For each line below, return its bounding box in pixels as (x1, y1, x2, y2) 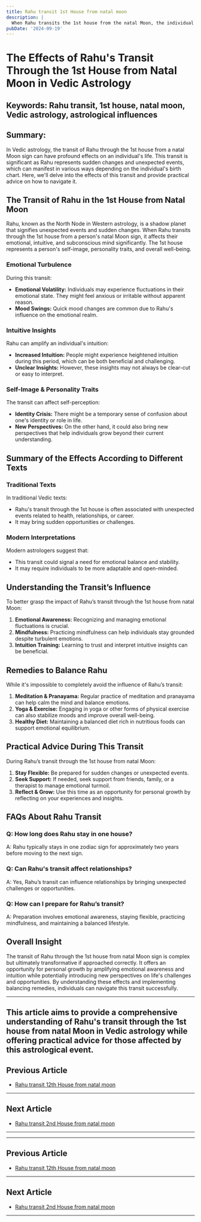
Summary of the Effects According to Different (6, 453, 184, 464)
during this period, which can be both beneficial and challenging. (14, 358, 175, 365)
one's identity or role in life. (14, 417, 83, 424)
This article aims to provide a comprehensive (6, 1007, 178, 1017)
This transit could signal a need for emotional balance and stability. (14, 559, 181, 566)
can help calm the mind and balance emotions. (14, 699, 130, 706)
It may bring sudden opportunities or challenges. (14, 519, 135, 526)
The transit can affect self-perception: (6, 399, 100, 406)
